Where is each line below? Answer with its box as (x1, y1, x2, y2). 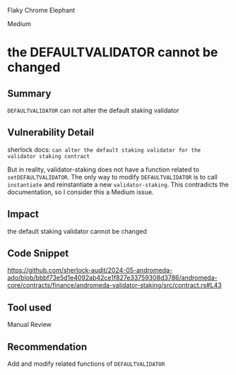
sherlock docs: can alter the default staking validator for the (7, 145, 201, 154)
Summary (7, 88, 52, 100)
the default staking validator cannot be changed (7, 227, 147, 235)
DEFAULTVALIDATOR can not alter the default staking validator (7, 106, 179, 114)
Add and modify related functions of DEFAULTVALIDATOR (7, 359, 165, 368)
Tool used (7, 302, 52, 314)
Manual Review (7, 321, 52, 329)
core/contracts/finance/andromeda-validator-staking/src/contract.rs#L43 (7, 281, 222, 290)
